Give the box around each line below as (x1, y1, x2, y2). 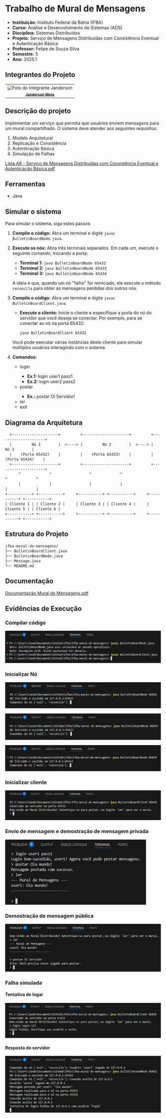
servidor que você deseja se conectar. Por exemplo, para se (19, 315, 142, 321)
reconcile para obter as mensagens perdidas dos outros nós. (12, 286, 137, 292)
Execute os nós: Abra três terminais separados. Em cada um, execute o (12, 245, 159, 251)
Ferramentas (5, 180, 45, 188)
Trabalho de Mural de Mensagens (5, 3, 146, 14)
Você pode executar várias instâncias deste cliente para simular (12, 339, 143, 345)
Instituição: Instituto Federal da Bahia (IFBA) (12, 19, 103, 25)
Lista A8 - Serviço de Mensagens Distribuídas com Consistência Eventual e (5, 160, 159, 166)
